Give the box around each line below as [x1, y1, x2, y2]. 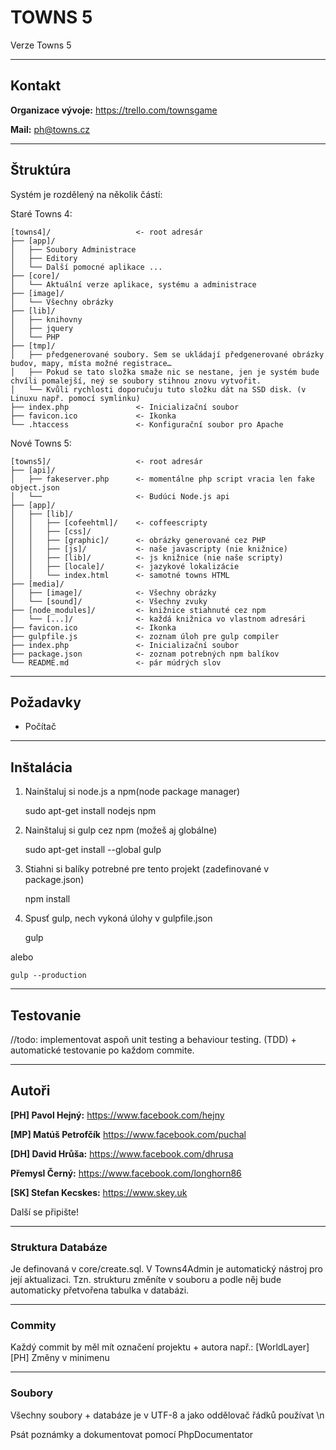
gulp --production [10, 971, 87, 981]
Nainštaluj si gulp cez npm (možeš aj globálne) [24, 824, 218, 836]
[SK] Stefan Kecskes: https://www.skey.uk [10, 1186, 188, 1198]
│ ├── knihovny [10, 314, 83, 325]
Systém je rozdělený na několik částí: [10, 188, 163, 200]
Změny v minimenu [31, 1352, 110, 1364]
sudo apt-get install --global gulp [24, 844, 162, 856]
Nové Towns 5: [10, 437, 72, 449]
